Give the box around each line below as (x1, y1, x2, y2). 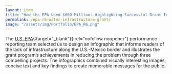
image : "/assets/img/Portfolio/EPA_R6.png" (5, 21, 100, 27)
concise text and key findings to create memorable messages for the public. (5, 63, 166, 69)
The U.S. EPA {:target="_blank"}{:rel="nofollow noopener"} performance (5, 36, 158, 42)
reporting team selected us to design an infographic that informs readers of (5, 41, 165, 47)
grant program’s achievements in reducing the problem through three (5, 52, 151, 58)
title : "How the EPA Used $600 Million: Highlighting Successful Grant (5, 12, 161, 17)
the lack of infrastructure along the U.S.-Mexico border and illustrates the (5, 46, 160, 53)
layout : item (5, 7, 33, 13)
